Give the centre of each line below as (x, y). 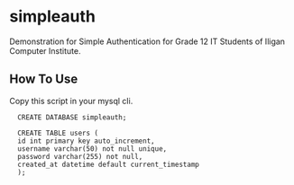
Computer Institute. (45, 50)
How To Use (44, 79)
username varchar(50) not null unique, (92, 149)
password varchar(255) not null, (80, 156)
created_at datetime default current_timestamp (109, 164)
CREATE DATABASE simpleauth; (72, 117)
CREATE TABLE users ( (58, 133)
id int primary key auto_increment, (86, 141)
